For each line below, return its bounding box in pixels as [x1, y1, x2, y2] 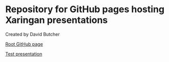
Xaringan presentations [5, 14, 108, 26]
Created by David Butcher [5, 31, 60, 37]
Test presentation [5, 51, 43, 57]
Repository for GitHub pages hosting [5, 4, 165, 15]
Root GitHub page [5, 41, 44, 47]
